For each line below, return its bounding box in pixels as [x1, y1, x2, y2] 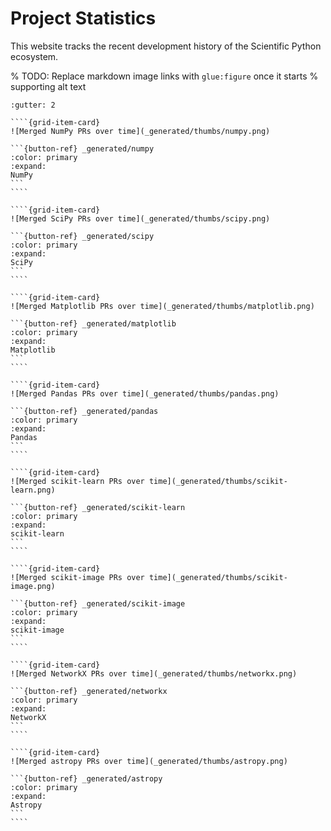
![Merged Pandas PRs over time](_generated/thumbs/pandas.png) [10, 388, 280, 399]
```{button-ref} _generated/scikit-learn [10, 502, 186, 512]
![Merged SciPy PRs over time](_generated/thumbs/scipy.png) [10, 213, 271, 224]
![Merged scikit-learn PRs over [10, 476, 145, 486]
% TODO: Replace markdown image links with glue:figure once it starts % [10, 70, 319, 82]
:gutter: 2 [10, 100, 56, 110]
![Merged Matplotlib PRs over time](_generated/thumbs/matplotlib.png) [10, 301, 315, 311]
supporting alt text [10, 80, 87, 92]
